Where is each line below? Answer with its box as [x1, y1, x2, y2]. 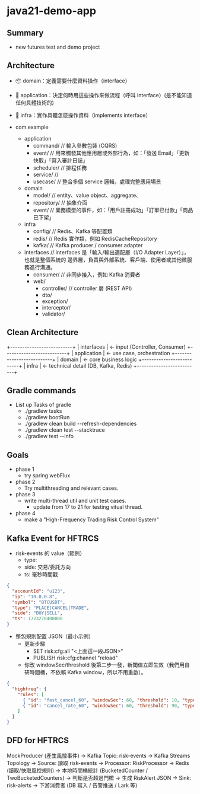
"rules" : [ [17, 691, 45, 697]
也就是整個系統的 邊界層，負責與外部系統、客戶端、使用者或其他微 [24, 256, 188, 263]
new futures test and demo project [15, 43, 100, 50]
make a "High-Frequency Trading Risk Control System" [24, 516, 159, 523]
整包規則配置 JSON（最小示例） [15, 633, 94, 640]
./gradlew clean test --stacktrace [24, 426, 106, 433]
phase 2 [15, 479, 36, 486]
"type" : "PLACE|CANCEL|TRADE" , [12, 605, 90, 611]
